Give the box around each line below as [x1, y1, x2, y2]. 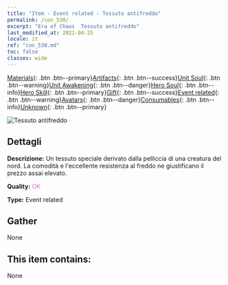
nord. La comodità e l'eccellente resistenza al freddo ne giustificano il [7, 161, 204, 170]
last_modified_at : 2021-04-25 [7, 29, 94, 36]
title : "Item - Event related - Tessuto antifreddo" [7, 10, 161, 17]
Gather [7, 215, 38, 227]
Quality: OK [7, 182, 41, 190]
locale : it [7, 36, 38, 43]
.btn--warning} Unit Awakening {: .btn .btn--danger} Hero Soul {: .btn [7, 80, 196, 89]
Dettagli [7, 136, 42, 148]
